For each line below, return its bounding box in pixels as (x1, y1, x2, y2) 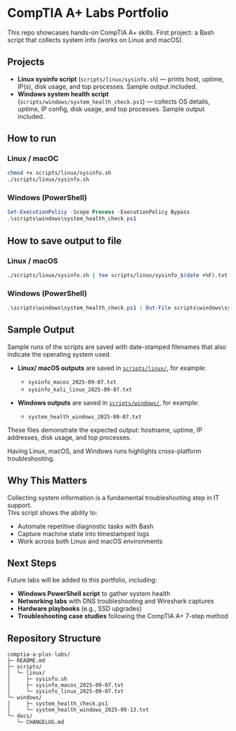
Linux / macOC (7, 153, 59, 163)
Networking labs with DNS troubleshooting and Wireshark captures (17, 597, 214, 606)
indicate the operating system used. (7, 350, 112, 358)
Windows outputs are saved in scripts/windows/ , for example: (17, 398, 199, 407)
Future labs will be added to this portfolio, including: (7, 576, 157, 585)
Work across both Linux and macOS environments (17, 537, 163, 545)
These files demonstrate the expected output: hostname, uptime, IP (7, 426, 202, 434)
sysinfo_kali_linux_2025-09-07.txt (27, 386, 132, 393)
